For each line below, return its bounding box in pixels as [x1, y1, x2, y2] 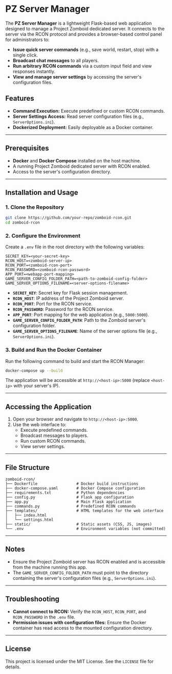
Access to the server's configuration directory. [12, 168, 112, 175]
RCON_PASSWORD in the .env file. [12, 614, 76, 620]
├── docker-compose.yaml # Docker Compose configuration [5, 486, 145, 491]
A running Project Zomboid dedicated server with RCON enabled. [12, 163, 151, 169]
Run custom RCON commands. [20, 438, 86, 444]
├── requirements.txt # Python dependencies [5, 490, 125, 496]
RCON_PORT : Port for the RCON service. [12, 301, 93, 307]
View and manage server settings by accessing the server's [12, 74, 142, 80]
